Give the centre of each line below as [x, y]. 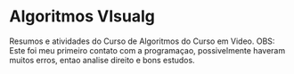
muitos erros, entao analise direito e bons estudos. [102, 60]
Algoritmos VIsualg [82, 16]
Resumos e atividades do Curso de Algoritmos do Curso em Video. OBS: [142, 41]
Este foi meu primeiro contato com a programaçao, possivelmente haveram [147, 50]
